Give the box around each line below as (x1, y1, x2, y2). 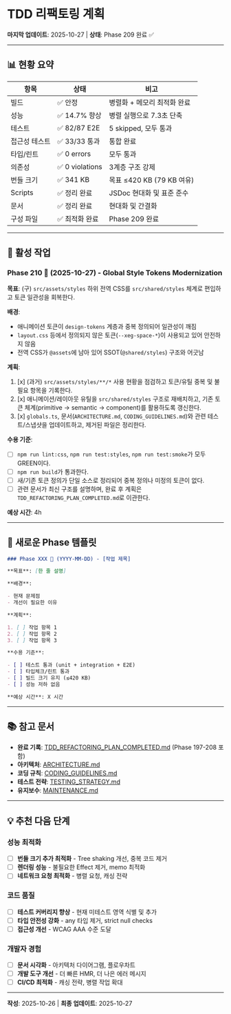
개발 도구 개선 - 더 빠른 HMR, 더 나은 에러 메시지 (16, 970, 146, 978)
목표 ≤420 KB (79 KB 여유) (109, 175, 195, 185)
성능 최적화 (7, 837, 42, 847)
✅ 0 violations (57, 161, 103, 171)
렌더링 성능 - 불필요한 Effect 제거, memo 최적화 (16, 863, 146, 871)
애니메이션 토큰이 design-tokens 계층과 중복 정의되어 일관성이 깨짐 (16, 322, 197, 331)
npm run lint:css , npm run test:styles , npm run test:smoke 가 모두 (16, 450, 206, 459)
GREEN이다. (16, 459, 51, 467)
